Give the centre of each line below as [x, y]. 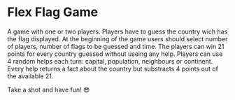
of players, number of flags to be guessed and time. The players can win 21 [116, 46]
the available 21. [30, 76]
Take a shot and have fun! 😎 [49, 90]
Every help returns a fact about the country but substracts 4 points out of [113, 69]
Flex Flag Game [53, 12]
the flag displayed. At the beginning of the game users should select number [117, 38]
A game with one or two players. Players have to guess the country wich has [117, 31]
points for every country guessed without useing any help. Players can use [115, 54]
